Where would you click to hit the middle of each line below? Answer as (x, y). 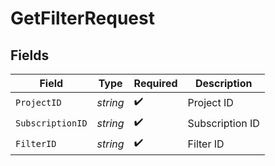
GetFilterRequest (82, 18)
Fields (30, 55)
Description (223, 83)
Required (155, 83)
